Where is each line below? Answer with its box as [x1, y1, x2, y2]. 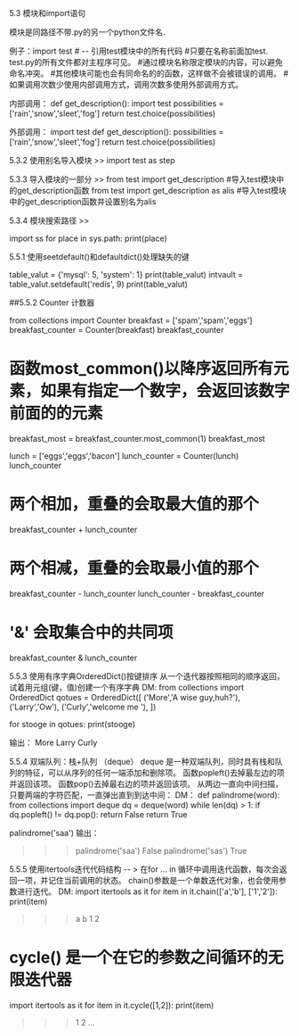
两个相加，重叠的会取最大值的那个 [9, 494, 260, 515]
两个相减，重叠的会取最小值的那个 [9, 559, 260, 578]
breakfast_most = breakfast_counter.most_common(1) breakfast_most [9, 433, 265, 443]
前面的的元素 [9, 403, 104, 424]
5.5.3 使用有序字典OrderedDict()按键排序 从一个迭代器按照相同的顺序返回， [9, 670, 285, 681]
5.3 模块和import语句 [9, 8, 86, 18]
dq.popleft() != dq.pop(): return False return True [9, 808, 188, 819]
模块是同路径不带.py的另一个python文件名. [9, 27, 166, 37]
